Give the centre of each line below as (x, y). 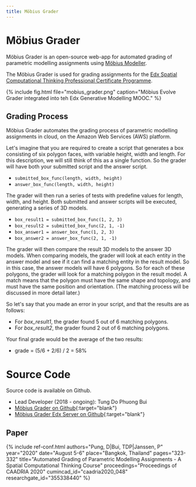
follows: (16, 310)
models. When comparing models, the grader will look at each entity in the (96, 256)
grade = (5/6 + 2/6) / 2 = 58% (51, 351)
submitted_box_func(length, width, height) (68, 179)
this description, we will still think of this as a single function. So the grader (96, 160)
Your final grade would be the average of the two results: (75, 339)
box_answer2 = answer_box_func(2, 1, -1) (66, 239)
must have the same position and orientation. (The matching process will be (97, 287)
